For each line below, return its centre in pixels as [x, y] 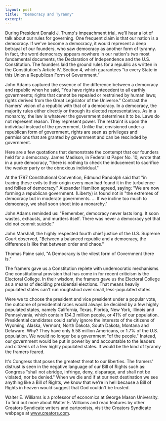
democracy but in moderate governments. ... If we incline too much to [76, 199]
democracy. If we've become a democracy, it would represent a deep [76, 44]
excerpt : [14, 19]
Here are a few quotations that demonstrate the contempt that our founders [82, 152]
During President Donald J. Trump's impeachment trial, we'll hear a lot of [79, 33]
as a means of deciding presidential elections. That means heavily [72, 284]
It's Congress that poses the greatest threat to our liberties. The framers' [79, 362]
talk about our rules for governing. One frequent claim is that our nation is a [82, 38]
